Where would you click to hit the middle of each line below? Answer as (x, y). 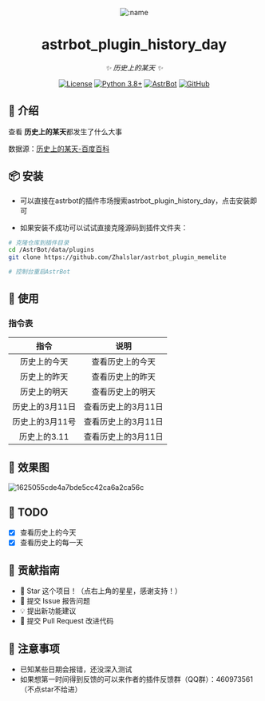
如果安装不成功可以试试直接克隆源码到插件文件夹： (104, 227)
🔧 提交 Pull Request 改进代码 (67, 621)
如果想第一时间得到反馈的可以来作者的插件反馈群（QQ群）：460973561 (136, 679)
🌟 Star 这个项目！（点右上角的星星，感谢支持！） (101, 591)
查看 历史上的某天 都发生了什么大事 (65, 131)
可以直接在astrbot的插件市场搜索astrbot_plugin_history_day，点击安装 (135, 201)
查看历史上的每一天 (51, 543)
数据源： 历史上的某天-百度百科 (59, 149)
